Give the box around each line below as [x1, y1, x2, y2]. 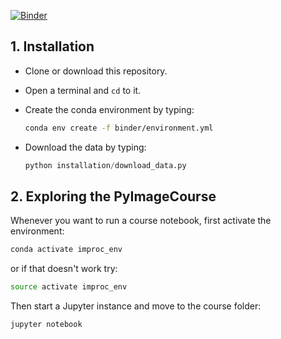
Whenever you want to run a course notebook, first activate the [10, 215, 272, 227]
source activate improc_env [10, 282, 128, 292]
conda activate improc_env [10, 245, 123, 255]
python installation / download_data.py [24, 160, 187, 170]
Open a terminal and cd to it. [24, 84, 142, 96]
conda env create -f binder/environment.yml [24, 123, 214, 133]
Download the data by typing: [24, 141, 147, 153]
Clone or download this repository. [24, 65, 168, 77]
